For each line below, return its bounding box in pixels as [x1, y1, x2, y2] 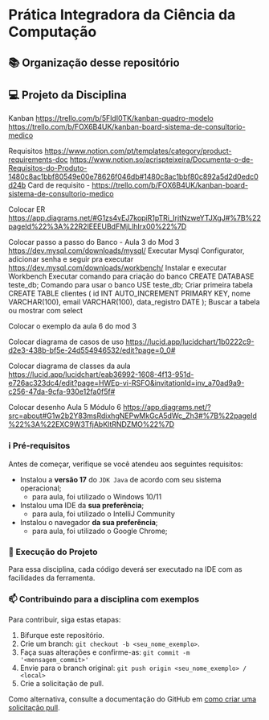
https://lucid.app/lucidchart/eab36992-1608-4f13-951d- [8, 370, 194, 379]
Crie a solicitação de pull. [19, 679, 104, 689]
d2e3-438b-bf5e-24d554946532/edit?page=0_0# [8, 346, 176, 355]
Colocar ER [8, 205, 46, 214]
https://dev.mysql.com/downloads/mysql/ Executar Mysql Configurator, [8, 246, 245, 255]
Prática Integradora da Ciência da [8, 6, 236, 24]
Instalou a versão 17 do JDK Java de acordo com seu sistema [19, 474, 222, 484]
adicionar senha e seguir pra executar [8, 254, 134, 264]
